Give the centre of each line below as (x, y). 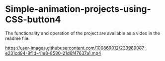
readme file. (17, 38)
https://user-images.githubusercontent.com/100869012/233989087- (76, 48)
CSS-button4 (33, 19)
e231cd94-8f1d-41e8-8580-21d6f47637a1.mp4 (53, 53)
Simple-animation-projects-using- (78, 9)
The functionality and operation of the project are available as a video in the (83, 33)
